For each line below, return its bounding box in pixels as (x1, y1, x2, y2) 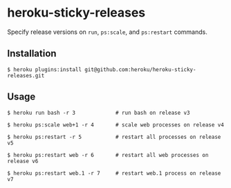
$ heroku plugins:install (7, 66, 82, 73)
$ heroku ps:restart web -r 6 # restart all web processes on (7, 151, 209, 158)
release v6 (7, 158, 39, 164)
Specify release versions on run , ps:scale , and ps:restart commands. (7, 28, 207, 36)
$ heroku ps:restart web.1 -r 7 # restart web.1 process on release (7, 169, 221, 177)
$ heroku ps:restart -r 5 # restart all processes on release (7, 133, 221, 140)
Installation (7, 48, 57, 59)
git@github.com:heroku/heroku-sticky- (84, 66, 196, 73)
